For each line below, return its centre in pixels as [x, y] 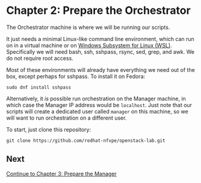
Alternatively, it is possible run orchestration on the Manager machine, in [96, 98]
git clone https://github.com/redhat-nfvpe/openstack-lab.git [86, 140]
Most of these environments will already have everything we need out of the [101, 69]
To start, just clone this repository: [49, 129]
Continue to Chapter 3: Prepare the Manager [62, 173]
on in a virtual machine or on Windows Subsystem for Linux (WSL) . [89, 45]
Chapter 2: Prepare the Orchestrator [98, 11]
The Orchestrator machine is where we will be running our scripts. [88, 27]
